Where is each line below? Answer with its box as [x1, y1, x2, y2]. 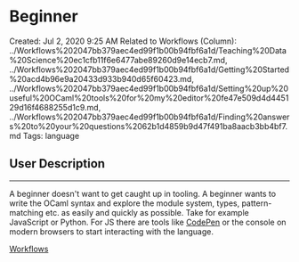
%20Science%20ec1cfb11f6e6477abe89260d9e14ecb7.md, [9, 54, 228, 65]
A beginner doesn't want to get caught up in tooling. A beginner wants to [9, 188, 277, 199]
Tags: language [22, 130, 80, 141]
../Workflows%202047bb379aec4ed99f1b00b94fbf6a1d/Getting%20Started [9, 64, 290, 75]
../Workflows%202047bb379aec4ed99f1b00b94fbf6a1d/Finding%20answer [9, 111, 290, 122]
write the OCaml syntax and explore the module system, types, [9, 198, 240, 209]
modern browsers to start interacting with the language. [9, 225, 214, 237]
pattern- [241, 198, 272, 209]
